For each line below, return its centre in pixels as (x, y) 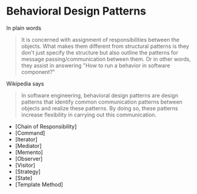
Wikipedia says (25, 84)
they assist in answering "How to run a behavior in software (96, 65)
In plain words (24, 28)
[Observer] (29, 158)
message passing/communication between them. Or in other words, (106, 59)
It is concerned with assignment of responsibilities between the (100, 39)
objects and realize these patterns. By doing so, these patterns (100, 108)
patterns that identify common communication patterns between (102, 102)
